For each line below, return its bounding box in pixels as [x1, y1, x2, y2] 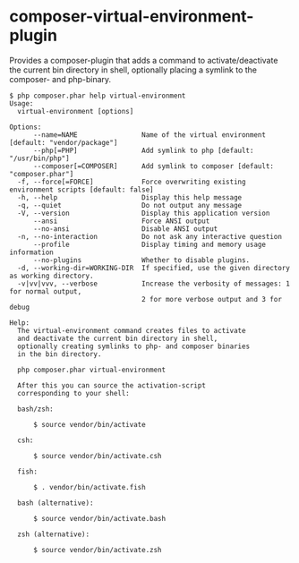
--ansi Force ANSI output [32, 217, 210, 226]
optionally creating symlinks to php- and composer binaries [17, 342, 251, 351]
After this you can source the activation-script [17, 380, 206, 390]
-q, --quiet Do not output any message [17, 200, 243, 209]
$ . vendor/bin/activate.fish [32, 482, 146, 491]
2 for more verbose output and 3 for [141, 294, 282, 303]
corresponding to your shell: [17, 388, 130, 397]
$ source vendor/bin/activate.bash [32, 514, 167, 523]
